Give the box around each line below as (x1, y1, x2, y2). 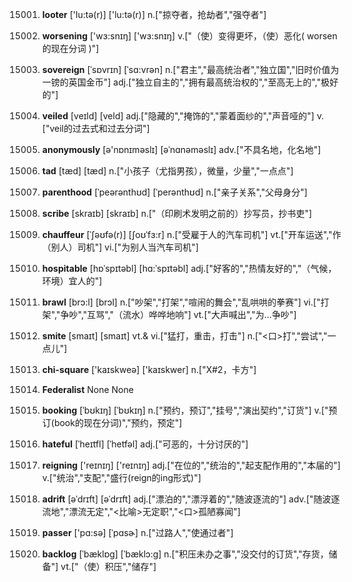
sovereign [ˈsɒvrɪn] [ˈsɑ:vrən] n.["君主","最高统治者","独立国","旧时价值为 (41, 64, 340, 75)
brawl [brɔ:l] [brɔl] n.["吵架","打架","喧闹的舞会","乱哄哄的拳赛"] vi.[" (41, 296, 321, 308)
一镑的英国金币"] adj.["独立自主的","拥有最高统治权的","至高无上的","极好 (41, 76, 339, 88)
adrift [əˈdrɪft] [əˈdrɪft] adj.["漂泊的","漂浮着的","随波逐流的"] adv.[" (41, 493, 314, 505)
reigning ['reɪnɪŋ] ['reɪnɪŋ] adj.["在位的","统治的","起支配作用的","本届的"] (41, 459, 341, 471)
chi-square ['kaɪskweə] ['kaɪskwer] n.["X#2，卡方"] (41, 364, 257, 375)
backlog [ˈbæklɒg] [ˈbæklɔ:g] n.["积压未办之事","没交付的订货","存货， (41, 548, 329, 560)
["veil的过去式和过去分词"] (41, 123, 150, 134)
